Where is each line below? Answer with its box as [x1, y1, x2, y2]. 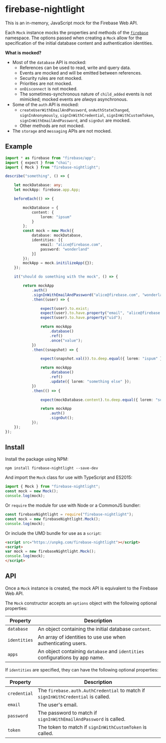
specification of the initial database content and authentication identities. [5, 40, 153, 46]
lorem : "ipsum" [40, 215, 72, 220]
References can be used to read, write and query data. [19, 65, 131, 71]
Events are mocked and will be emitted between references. [19, 70, 142, 75]
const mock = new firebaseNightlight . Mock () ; [5, 517, 100, 521]
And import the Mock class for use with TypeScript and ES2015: [5, 474, 132, 480]
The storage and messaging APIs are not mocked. [12, 128, 112, 134]
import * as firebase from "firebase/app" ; [5, 155, 96, 160]
